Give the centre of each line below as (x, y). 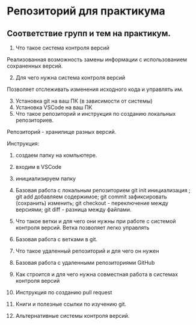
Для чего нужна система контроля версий (70, 77)
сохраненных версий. (35, 66)
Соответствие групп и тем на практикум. (89, 33)
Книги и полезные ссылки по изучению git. (71, 304)
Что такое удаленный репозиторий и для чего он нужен (87, 251)
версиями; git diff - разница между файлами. (73, 210)
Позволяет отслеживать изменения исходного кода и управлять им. (95, 89)
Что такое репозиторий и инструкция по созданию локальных (96, 114)
